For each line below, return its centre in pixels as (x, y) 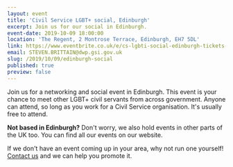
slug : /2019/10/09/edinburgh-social (60, 59)
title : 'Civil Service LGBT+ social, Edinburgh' (79, 20)
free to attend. (28, 114)
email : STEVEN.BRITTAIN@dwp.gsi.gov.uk (65, 53)
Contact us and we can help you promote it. (70, 156)
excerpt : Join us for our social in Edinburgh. (77, 26)
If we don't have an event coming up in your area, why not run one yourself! (115, 148)
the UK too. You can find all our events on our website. (85, 135)
